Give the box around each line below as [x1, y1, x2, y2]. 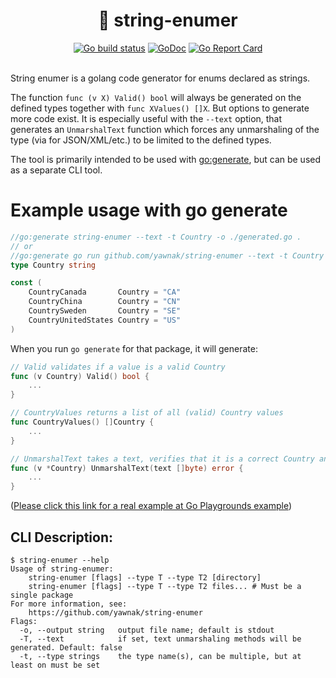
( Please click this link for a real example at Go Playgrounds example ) [10, 500, 293, 512]
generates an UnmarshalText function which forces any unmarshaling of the [10, 123, 320, 135]
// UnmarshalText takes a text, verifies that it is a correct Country [10, 454, 315, 464]
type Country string [10, 260, 97, 270]
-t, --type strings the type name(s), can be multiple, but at [19, 651, 302, 661]
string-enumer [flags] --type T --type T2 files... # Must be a [28, 581, 302, 591]
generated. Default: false [10, 642, 123, 653]
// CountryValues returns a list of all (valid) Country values [10, 408, 284, 418]
